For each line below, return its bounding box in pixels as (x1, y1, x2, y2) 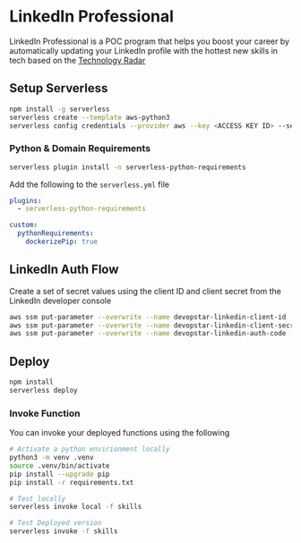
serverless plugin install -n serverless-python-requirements (9, 163, 246, 172)
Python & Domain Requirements (9, 142, 150, 155)
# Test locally (9, 494, 66, 503)
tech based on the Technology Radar (9, 55, 146, 65)
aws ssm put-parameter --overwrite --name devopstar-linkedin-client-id (9, 312, 287, 321)
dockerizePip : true (25, 237, 99, 247)
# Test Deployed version (9, 519, 102, 528)
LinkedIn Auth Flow (9, 262, 119, 277)
